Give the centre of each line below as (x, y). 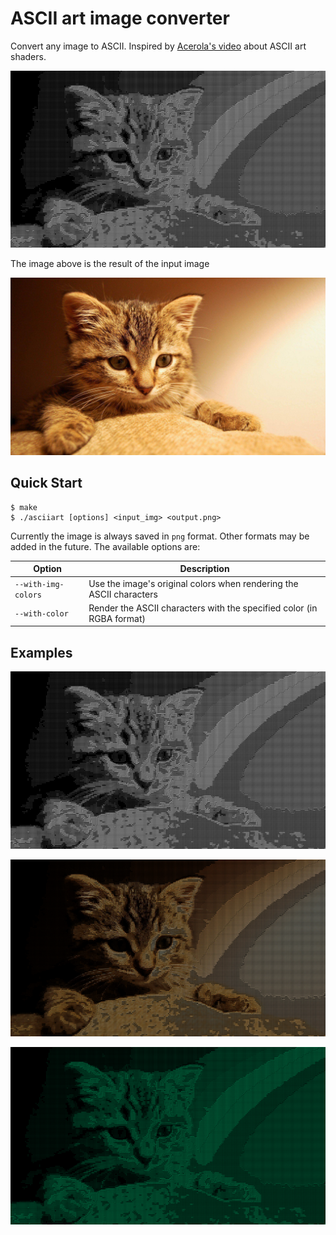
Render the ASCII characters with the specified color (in (203, 608)
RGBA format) (117, 618)
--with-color (41, 614)
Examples (41, 652)
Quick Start (46, 483)
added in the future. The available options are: (105, 546)
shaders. (28, 56)
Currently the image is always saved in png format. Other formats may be (160, 536)
